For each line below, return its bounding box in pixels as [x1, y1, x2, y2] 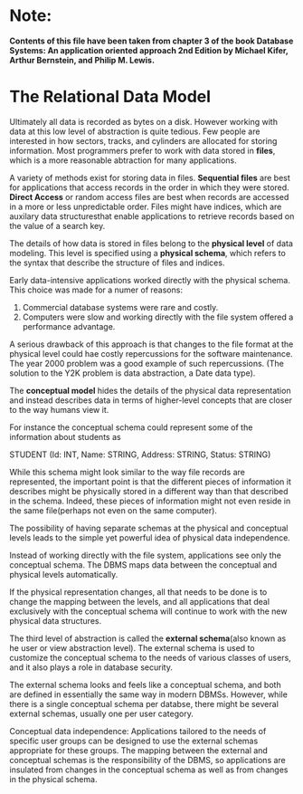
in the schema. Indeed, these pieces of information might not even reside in [9, 495, 291, 506]
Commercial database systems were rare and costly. [22, 301, 219, 312]
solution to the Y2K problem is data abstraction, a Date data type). [9, 368, 256, 378]
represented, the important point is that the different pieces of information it [9, 476, 292, 487]
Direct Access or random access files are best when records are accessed [9, 191, 289, 202]
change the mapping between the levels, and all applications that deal [9, 596, 270, 607]
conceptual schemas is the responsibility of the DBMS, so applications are [9, 754, 287, 765]
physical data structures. [9, 615, 102, 626]
